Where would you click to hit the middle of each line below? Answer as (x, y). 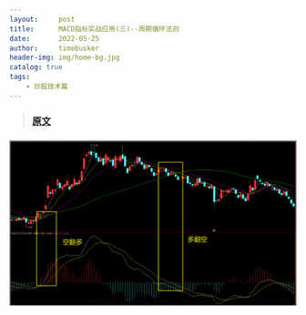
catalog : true (36, 67)
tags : (20, 77)
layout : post (42, 19)
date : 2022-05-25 (55, 38)
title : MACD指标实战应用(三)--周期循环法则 (94, 29)
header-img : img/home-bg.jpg (65, 58)
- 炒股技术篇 (47, 86)
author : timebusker (55, 48)
